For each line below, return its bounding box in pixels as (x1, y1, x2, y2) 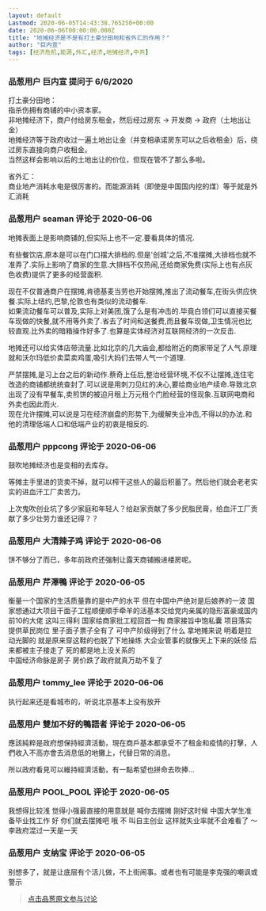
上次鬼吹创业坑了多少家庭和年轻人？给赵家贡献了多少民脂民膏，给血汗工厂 (8, 504, 251, 513)
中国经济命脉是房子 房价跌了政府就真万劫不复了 (8, 655, 163, 665)
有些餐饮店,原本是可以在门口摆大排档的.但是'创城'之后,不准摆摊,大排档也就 (8, 250, 249, 259)
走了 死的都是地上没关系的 (49, 646, 135, 655)
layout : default (8, 11, 62, 20)
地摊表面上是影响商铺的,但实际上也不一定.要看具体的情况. (8, 233, 196, 242)
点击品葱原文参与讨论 (27, 894, 97, 903)
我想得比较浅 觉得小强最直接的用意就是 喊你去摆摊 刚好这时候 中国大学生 (8, 806, 245, 816)
